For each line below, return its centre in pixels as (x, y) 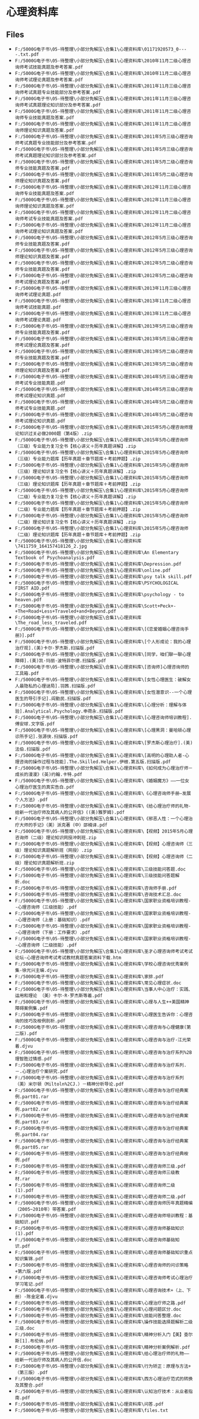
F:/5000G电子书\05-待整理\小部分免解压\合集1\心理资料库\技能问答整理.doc (98, 1316)
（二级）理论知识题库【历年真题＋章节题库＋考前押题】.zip (78, 535)
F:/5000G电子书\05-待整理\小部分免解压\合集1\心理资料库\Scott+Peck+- (95, 606)
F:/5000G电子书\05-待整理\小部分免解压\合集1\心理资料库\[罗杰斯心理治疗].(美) (104, 743)
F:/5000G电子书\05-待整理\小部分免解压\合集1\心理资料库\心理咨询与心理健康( (101, 1027)
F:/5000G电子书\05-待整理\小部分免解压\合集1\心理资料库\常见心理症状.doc (98, 983)
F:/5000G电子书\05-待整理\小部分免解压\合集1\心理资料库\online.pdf (93, 570)
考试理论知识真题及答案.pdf (53, 231)
